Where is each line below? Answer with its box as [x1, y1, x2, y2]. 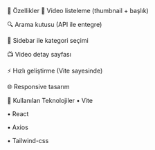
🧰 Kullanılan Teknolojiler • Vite [7, 97, 93, 104]
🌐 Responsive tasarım [7, 83, 71, 91]
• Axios [7, 123, 29, 131]
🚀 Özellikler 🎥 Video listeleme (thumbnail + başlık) [7, 7, 149, 15]
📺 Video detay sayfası [7, 50, 71, 58]
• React [7, 110, 29, 118]
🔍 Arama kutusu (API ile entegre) [7, 21, 102, 28]
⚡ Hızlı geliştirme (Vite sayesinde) [7, 66, 103, 75]
